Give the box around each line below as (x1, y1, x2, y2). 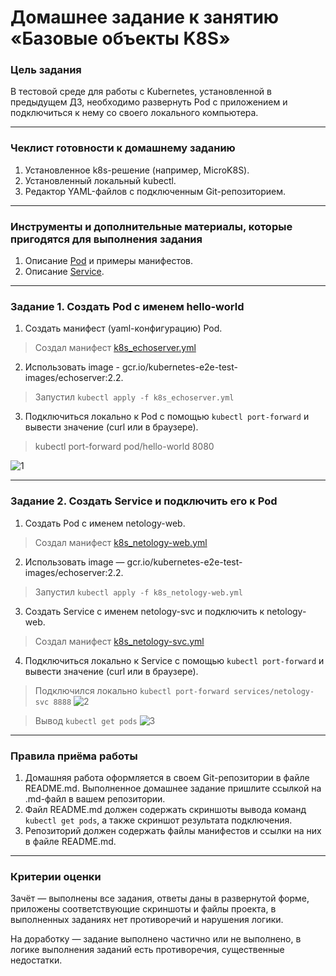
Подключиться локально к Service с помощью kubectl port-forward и (24, 654, 325, 666)
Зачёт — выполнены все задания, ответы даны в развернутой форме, (10, 892, 310, 905)
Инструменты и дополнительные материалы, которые (10, 219, 293, 233)
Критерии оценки (10, 869, 102, 883)
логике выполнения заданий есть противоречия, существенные (10, 944, 285, 956)
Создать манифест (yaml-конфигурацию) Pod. (24, 322, 223, 335)
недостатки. (10, 954, 63, 966)
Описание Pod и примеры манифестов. (24, 255, 194, 267)
